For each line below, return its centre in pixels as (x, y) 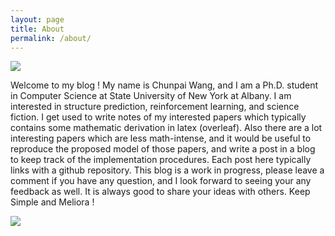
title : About (37, 29)
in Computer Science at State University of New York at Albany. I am (151, 96)
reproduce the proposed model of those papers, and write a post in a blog (163, 149)
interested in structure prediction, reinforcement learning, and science (155, 107)
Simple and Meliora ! (52, 202)
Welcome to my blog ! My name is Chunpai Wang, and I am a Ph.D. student (164, 85)
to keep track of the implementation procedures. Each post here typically (161, 160)
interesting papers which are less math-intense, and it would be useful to (161, 138)
